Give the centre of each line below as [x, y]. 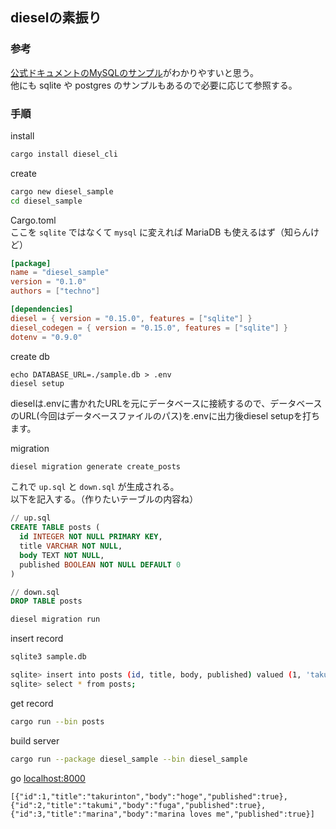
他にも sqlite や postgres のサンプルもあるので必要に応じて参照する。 [154, 85]
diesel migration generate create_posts [96, 466]
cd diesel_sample [46, 201]
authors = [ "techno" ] [55, 291]
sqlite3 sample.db [48, 657]
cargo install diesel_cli [64, 154]
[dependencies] [42, 309]
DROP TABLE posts [46, 601]
